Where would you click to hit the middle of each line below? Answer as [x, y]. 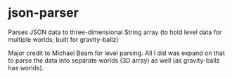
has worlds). [26, 68]
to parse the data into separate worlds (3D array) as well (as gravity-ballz [114, 60]
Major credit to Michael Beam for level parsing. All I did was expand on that [117, 53]
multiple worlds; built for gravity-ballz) [63, 39]
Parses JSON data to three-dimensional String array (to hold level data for [115, 32]
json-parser [44, 13]
